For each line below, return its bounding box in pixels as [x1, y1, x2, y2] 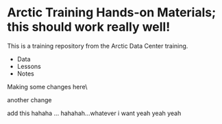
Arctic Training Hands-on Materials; [7, 5, 217, 20]
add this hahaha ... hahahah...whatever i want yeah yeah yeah [7, 109, 182, 117]
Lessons [16, 62, 41, 70]
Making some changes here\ [7, 82, 88, 91]
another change [7, 95, 52, 104]
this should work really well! [7, 19, 171, 35]
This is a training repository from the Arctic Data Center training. [7, 42, 188, 50]
